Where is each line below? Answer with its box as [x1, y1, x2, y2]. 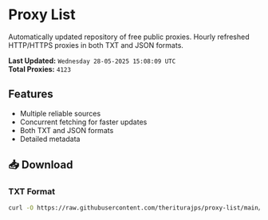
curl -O [8, 204, 34, 212]
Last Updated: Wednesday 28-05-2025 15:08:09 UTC [8, 56, 176, 65]
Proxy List [8, 6, 76, 24]
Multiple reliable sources [19, 108, 101, 118]
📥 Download [8, 158, 73, 172]
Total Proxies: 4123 [8, 64, 72, 73]
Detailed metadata [19, 134, 81, 143]
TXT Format [8, 186, 56, 197]
